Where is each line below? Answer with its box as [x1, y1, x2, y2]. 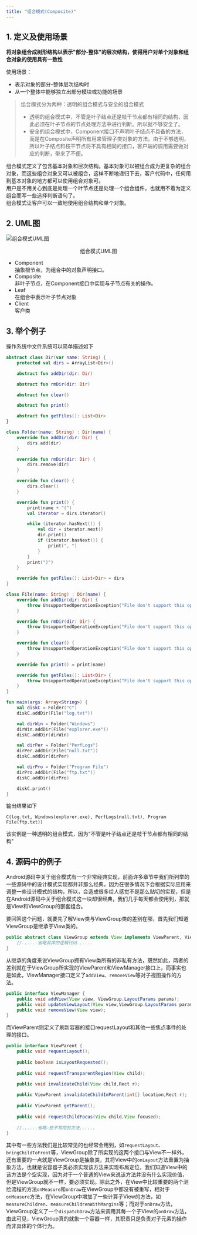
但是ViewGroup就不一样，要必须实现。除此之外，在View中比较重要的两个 [6, 1178, 184, 1186]
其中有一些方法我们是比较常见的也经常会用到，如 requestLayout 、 [6, 1141, 164, 1148]
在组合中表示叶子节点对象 [14, 294, 77, 301]
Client [14, 300, 29, 307]
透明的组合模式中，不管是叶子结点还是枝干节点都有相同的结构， [29, 113, 184, 121]
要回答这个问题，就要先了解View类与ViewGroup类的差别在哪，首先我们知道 [6, 915, 189, 922]
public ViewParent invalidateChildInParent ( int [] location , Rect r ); [16, 1092, 188, 1098]
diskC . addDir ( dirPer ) [16, 753, 69, 759]
